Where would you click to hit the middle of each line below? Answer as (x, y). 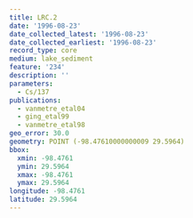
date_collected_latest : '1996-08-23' (79, 34)
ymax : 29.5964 (43, 183)
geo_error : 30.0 (39, 133)
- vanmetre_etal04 (52, 109)
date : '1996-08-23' (45, 26)
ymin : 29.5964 (43, 166)
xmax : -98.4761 (45, 174)
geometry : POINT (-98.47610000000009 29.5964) (97, 141)
